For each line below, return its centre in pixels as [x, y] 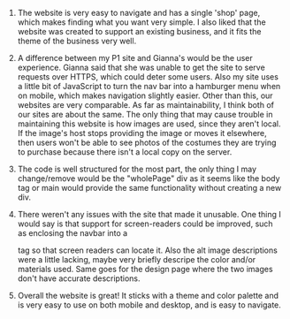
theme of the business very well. [77, 41]
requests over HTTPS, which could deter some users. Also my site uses [148, 77]
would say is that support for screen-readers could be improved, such [145, 224]
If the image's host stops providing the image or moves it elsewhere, [142, 133]
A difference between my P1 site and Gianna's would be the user [135, 58]
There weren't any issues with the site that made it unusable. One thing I [149, 214]
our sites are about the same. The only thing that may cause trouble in [145, 114]
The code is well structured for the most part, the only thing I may [137, 169]
